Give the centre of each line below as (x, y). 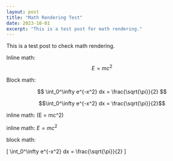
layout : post (23, 12)
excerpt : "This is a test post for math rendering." (74, 29)
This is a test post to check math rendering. (61, 46)
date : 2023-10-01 (28, 23)
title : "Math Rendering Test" (45, 18)
